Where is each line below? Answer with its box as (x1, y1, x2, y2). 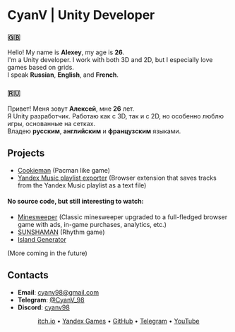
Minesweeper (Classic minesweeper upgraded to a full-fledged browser (17, 212, 228, 221)
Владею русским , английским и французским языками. (7, 127, 181, 135)
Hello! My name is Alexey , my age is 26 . (7, 48, 125, 56)
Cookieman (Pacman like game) (17, 166, 111, 174)
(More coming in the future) (7, 249, 88, 257)
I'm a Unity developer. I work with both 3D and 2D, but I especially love (7, 56, 213, 64)
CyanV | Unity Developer (7, 7, 155, 23)
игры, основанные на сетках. (7, 119, 96, 128)
